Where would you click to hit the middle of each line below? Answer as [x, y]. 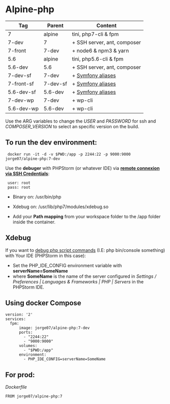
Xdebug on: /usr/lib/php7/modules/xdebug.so [60, 207]
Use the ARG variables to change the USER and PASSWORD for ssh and [81, 121]
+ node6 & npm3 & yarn [101, 50]
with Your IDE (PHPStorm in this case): [46, 255]
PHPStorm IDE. [28, 287]
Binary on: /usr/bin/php [37, 196]
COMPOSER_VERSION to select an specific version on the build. [72, 126]
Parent [55, 25]
